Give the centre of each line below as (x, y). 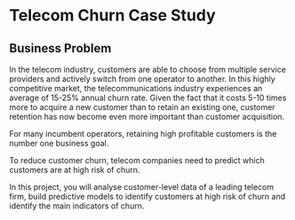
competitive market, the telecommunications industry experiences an (136, 88)
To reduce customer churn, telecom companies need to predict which (137, 160)
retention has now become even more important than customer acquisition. (147, 117)
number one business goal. (59, 143)
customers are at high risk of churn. (75, 170)
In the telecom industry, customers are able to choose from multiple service (148, 69)
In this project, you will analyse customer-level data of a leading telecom (141, 187)
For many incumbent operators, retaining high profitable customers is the (143, 134)
